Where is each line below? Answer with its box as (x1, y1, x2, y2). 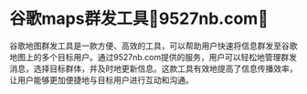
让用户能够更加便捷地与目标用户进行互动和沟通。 (9, 74, 194, 85)
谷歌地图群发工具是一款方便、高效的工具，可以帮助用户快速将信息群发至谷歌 (9, 40, 298, 51)
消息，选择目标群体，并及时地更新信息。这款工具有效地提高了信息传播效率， (9, 63, 298, 74)
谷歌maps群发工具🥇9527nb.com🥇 (9, 8, 270, 29)
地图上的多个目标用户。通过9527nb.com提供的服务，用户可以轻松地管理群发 (9, 51, 297, 62)
